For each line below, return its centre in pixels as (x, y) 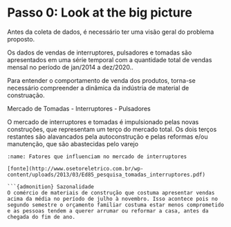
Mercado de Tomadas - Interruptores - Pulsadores (79, 108)
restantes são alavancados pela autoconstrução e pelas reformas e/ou (108, 137)
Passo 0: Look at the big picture (100, 13)
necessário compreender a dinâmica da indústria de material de (98, 88)
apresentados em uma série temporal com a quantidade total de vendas (110, 59)
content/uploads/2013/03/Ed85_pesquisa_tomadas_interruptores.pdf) (107, 175)
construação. (26, 95)
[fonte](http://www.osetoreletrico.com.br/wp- (75, 168)
